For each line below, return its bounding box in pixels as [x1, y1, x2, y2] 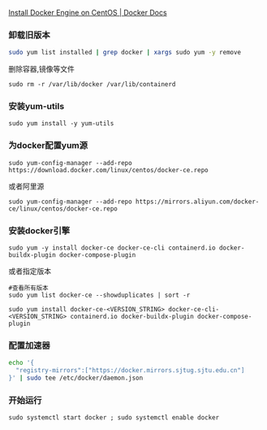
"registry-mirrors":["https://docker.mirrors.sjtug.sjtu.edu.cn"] [15, 367, 245, 375]
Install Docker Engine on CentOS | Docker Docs [8, 8, 168, 17]
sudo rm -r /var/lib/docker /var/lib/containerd [8, 80, 176, 89]
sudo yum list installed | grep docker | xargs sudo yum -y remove [8, 49, 242, 57]
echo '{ [8, 358, 35, 367]
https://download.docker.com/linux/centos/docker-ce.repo [8, 166, 209, 174]
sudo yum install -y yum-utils [8, 119, 114, 128]
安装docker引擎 [8, 224, 71, 236]
